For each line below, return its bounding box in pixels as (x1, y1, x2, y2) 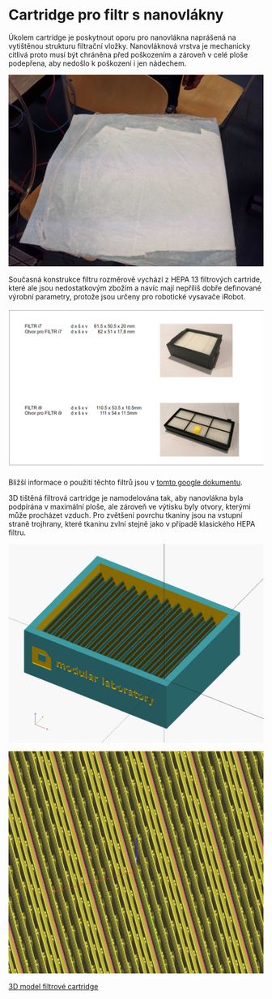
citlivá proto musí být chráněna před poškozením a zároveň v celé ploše (8, 50, 249, 59)
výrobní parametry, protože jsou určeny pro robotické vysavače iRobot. (8, 291, 246, 301)
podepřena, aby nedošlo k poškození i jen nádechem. (8, 58, 187, 68)
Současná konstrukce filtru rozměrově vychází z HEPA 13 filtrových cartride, (8, 274, 262, 284)
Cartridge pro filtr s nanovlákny (8, 6, 224, 24)
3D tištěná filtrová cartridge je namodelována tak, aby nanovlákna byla (8, 493, 244, 503)
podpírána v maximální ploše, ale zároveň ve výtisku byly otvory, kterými (8, 502, 251, 512)
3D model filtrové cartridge (8, 981, 99, 991)
